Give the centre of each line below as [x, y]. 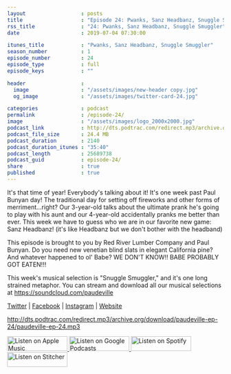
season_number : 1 [49, 52]
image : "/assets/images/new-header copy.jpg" [106, 90]
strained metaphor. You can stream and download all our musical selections [114, 285]
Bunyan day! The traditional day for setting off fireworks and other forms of [113, 199]
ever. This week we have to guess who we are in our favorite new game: [109, 222]
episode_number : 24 [51, 58]
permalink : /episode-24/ [66, 115]
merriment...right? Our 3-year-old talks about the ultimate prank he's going [113, 207]
